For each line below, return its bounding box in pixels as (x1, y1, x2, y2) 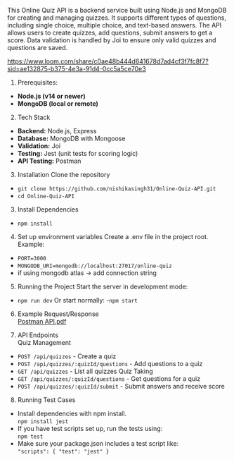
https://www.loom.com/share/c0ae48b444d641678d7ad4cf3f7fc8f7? (7, 57, 209, 66)
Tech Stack (17, 113, 51, 121)
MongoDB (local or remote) (17, 99, 98, 108)
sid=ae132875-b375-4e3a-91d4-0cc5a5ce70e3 (7, 65, 146, 73)
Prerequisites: (17, 78, 58, 87)
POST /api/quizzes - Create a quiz (17, 352, 117, 360)
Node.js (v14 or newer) (17, 92, 86, 100)
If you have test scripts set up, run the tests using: (17, 425, 163, 432)
